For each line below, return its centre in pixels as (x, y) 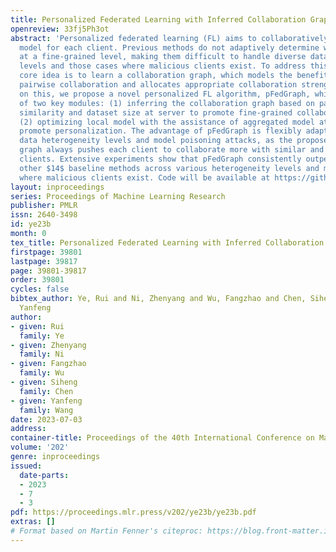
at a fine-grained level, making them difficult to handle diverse (163, 57)
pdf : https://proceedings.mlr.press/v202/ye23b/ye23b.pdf (133, 512)
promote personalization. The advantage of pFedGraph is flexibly (160, 131)
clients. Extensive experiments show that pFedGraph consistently (160, 159)
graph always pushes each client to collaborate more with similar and (172, 150)
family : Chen (46, 391)
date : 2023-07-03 (46, 419)
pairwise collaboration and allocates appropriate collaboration (158, 85)
